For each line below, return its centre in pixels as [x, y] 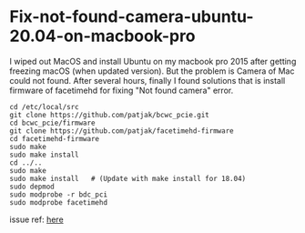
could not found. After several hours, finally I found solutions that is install [147, 80]
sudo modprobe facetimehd [58, 202]
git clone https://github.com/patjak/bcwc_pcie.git [109, 115]
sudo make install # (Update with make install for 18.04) [128, 178]
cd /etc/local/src [44, 106]
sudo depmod [32, 187]
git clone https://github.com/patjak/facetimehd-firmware [122, 131]
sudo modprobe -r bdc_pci [58, 194]
